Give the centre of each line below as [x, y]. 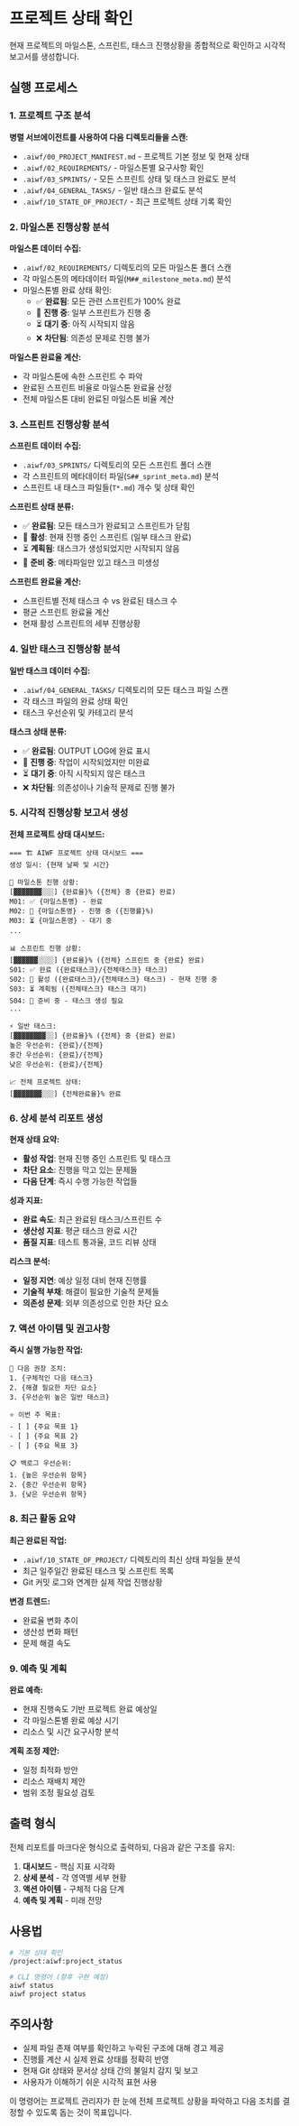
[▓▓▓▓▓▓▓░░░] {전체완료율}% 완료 [65, 1094]
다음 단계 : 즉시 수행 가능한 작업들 [80, 1181]
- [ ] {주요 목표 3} [44, 1446]
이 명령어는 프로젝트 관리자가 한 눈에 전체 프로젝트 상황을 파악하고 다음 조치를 [145, 2101]
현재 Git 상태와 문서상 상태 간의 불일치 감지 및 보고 [110, 2070]
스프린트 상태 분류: [42, 507]
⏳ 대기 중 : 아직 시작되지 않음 [85, 324]
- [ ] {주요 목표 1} [44, 1427]
